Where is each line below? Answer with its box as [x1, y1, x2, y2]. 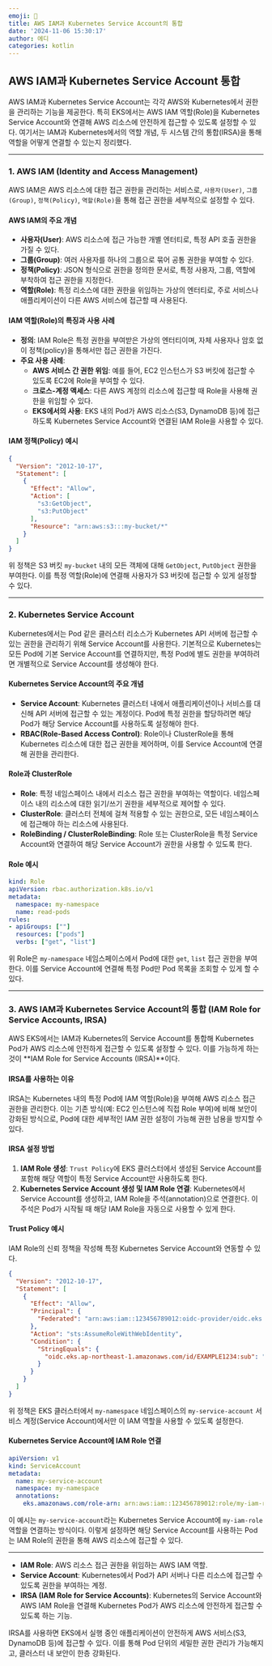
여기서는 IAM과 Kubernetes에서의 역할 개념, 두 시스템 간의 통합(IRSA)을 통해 [19, 127, 262, 137]
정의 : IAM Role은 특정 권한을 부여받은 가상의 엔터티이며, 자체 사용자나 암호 [19, 335, 255, 345]
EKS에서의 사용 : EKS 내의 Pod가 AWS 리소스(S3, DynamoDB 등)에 [32, 406, 245, 415]
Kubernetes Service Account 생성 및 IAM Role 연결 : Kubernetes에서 [19, 1184, 245, 1193]
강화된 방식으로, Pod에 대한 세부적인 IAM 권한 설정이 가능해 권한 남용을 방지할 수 [8, 1114, 263, 1124]
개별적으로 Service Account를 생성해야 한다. [16, 659, 159, 669]
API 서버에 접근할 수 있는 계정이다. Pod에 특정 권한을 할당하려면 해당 [35, 708, 252, 718]
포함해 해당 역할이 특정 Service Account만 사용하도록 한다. [19, 1173, 208, 1183]
